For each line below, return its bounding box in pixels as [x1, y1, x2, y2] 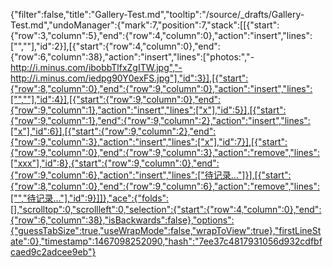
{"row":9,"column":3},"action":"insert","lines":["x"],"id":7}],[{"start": [10, 136, 288, 148]
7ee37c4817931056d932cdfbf [198, 235, 323, 247]
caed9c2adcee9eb [10, 246, 88, 258]
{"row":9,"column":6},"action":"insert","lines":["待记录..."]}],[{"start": [10, 169, 292, 181]
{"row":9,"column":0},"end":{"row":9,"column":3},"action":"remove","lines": [10, 147, 320, 158]
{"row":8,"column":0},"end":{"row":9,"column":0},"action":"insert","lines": [10, 83, 313, 94]
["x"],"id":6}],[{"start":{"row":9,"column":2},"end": [10, 125, 217, 137]
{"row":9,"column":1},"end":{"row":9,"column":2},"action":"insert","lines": [10, 115, 311, 126]
